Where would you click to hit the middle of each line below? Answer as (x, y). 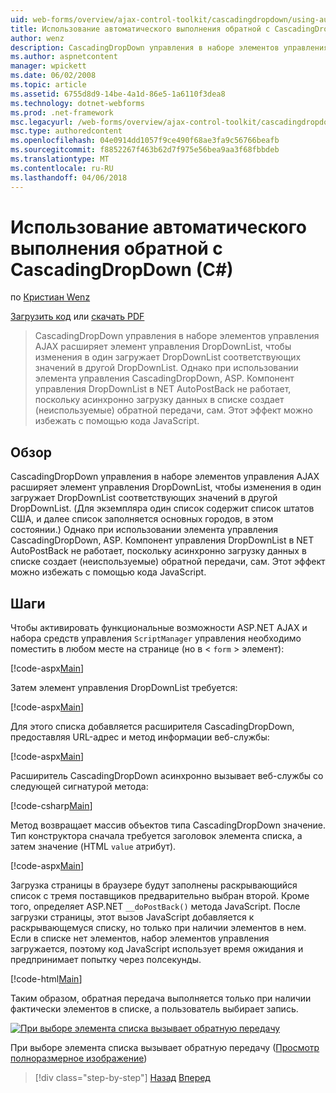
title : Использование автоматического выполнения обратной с (140, 29)
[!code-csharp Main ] (51, 806)
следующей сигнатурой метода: (79, 787)
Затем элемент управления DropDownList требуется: (124, 688)
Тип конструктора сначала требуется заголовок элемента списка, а (156, 836)
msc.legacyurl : (42, 122)
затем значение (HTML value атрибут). (93, 847)
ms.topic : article (48, 85)
